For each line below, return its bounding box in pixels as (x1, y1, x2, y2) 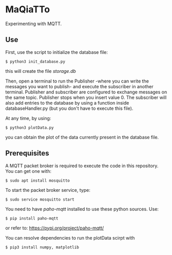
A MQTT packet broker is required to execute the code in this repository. (5, 163, 159, 169)
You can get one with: (5, 168, 52, 174)
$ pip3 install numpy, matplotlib (5, 245, 80, 250)
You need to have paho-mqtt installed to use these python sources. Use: (5, 206, 159, 212)
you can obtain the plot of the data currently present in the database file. (5, 134, 159, 140)
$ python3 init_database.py (5, 59, 66, 64)
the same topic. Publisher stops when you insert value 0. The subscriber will (5, 94, 167, 101)
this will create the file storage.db (5, 68, 76, 74)
